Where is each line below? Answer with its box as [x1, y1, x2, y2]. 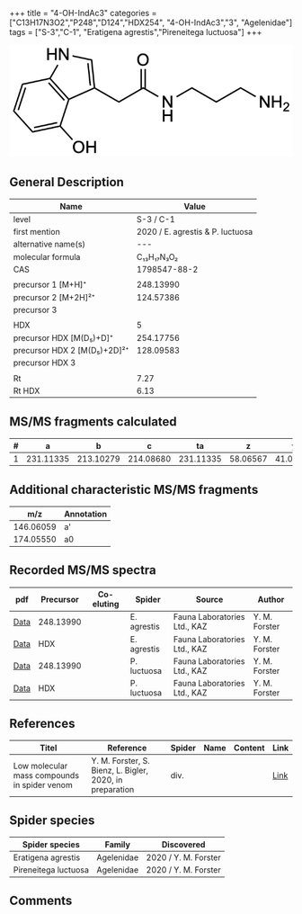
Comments [9, 893, 73, 909]
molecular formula [13, 251, 81, 262]
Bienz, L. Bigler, [91, 765, 149, 776]
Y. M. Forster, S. [91, 756, 150, 766]
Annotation [64, 508, 108, 519]
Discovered [161, 838, 206, 849]
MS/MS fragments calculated [9, 414, 177, 429]
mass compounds [13, 769, 79, 781]
